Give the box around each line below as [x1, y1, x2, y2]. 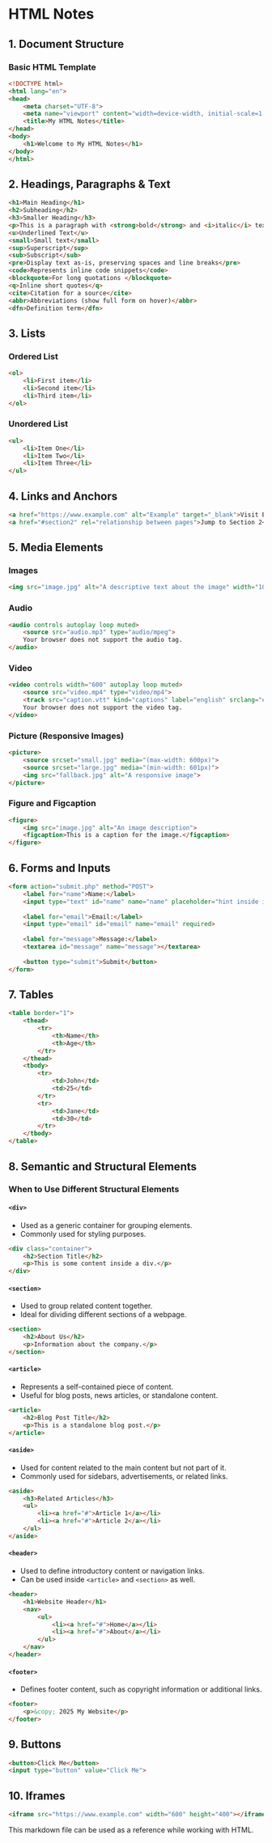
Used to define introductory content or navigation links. [19, 1566, 205, 1576]
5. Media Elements [8, 541, 104, 554]
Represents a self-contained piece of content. [19, 1382, 174, 1392]
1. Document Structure [8, 37, 125, 51]
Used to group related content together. [19, 1301, 153, 1311]
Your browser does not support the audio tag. [23, 636, 183, 644]
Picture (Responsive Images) [8, 730, 125, 741]
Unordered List [8, 418, 69, 430]
